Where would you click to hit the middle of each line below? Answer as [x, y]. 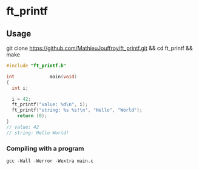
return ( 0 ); [32, 116]
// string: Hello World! [38, 133]
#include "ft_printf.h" [36, 66]
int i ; [20, 88]
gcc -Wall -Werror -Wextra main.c [50, 161]
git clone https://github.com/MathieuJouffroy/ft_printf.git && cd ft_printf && [99, 48]
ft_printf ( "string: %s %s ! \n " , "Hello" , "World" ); [77, 110]
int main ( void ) [42, 76]
